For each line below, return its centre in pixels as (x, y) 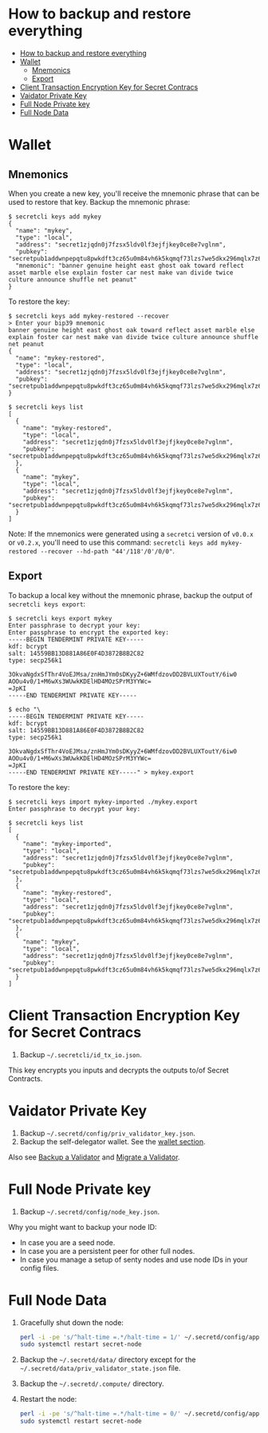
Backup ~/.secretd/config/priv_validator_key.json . (107, 1133)
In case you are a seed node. (67, 1242)
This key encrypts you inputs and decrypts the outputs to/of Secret (118, 1070)
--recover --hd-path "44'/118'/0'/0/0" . (108, 551)
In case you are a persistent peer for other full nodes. (107, 1251)
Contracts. (26, 1078)
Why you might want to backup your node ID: (83, 1227)
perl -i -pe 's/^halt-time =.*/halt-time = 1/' (100, 1337)
